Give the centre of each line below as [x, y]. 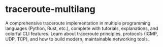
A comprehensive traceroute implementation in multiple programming [78, 23]
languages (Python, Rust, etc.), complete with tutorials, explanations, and [82, 28]
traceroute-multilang [50, 9]
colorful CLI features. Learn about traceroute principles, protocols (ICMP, [82, 33]
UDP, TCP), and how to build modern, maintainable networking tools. [77, 39]
